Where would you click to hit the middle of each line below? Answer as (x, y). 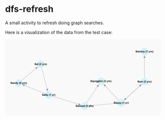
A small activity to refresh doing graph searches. (55, 23)
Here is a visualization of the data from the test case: (59, 32)
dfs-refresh (29, 9)
